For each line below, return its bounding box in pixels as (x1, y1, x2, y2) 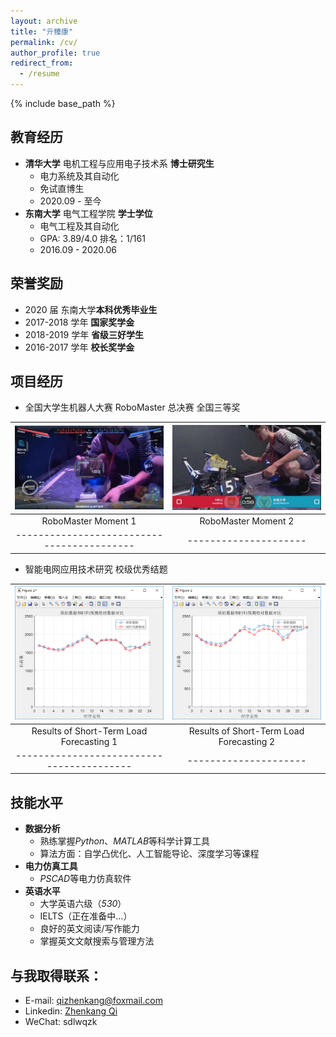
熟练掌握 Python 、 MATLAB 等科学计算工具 (39, 835, 211, 847)
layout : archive (10, 16, 78, 26)
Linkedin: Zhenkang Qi (24, 1005, 118, 1017)
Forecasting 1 (60, 735, 118, 747)
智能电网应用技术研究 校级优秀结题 (24, 563, 168, 575)
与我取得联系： (10, 967, 103, 984)
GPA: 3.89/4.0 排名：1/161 (39, 232, 146, 244)
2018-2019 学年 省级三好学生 (24, 328, 145, 340)
